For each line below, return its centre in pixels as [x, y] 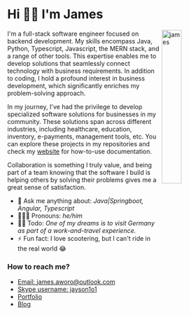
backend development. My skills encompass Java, [80, 41]
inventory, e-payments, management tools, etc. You [82, 136]
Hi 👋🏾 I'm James [55, 14]
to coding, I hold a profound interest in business [76, 78]
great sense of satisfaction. [47, 187]
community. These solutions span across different [79, 121]
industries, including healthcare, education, [70, 129]
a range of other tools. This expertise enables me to [82, 56]
